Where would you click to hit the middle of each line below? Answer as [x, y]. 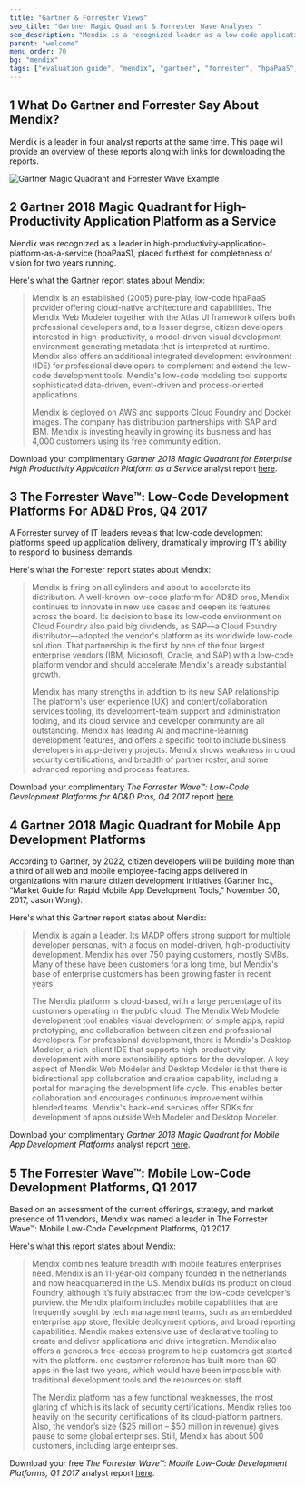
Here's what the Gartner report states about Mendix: [108, 280]
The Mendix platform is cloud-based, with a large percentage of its [157, 1001]
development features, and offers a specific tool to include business [159, 740]
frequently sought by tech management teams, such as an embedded [162, 1311]
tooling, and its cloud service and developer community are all [148, 721]
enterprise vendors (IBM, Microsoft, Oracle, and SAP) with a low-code [162, 655]
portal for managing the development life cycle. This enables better [157, 1089]
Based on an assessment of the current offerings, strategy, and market [142, 1209]
